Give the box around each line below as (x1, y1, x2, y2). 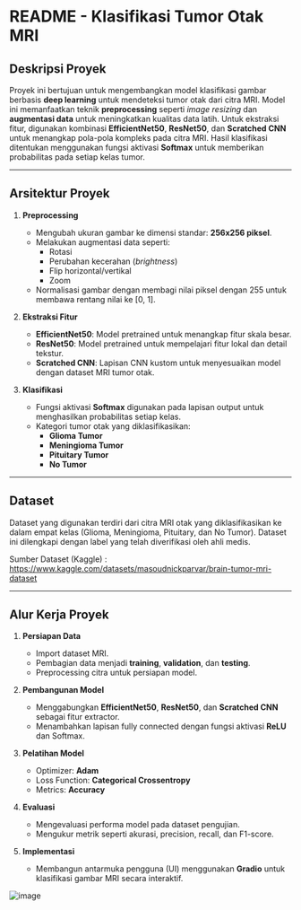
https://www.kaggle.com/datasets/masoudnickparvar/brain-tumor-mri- (9, 563, 271, 573)
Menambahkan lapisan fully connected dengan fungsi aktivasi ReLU (35, 721, 287, 732)
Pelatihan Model (21, 748, 85, 759)
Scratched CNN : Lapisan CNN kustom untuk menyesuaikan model (35, 357, 281, 368)
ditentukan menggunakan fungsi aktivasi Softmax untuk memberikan (9, 142, 264, 153)
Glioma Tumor (48, 430, 103, 441)
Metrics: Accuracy (35, 784, 106, 795)
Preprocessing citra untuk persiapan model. (35, 667, 198, 678)
